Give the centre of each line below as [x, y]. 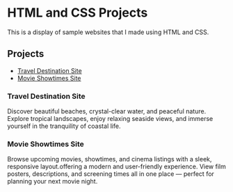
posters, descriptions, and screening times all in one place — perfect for [111, 174]
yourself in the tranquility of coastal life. [64, 126]
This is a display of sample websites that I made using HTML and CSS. [108, 32]
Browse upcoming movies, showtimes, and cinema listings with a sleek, [110, 159]
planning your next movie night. [53, 182]
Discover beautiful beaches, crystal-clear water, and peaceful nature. [107, 111]
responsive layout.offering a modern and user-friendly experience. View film [116, 167]
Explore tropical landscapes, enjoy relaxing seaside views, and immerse [110, 119]
